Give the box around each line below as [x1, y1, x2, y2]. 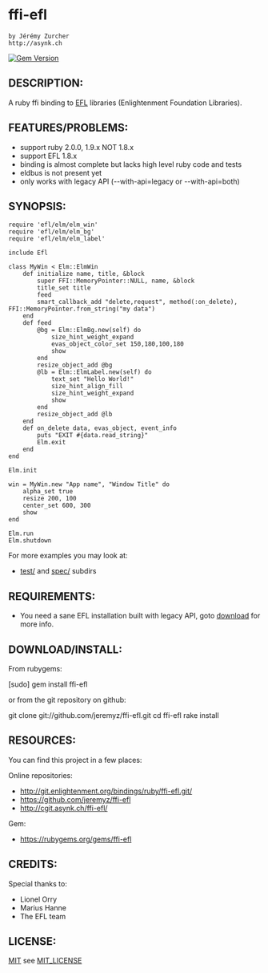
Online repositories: [8, 770, 74, 780]
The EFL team [19, 911, 66, 921]
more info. [19, 619, 54, 629]
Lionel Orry [19, 894, 58, 904]
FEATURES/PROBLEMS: [8, 121, 129, 135]
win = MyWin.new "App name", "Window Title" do [8, 480, 170, 489]
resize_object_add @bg [37, 361, 113, 370]
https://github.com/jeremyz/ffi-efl [19, 794, 131, 804]
